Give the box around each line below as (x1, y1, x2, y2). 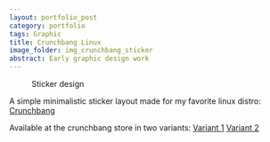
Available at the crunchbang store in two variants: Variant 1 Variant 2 (9, 122, 260, 133)
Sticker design (31, 79, 85, 89)
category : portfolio (9, 21, 86, 30)
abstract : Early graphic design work (9, 54, 150, 63)
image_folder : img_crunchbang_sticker (9, 46, 153, 55)
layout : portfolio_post (9, 12, 98, 22)
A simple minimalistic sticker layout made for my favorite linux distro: (9, 96, 261, 106)
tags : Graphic (9, 29, 62, 38)
